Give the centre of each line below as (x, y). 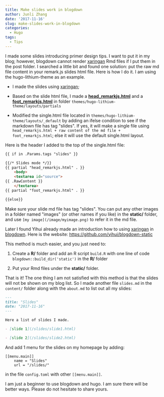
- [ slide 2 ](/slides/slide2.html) (41, 338)
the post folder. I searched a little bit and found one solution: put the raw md (82, 66)
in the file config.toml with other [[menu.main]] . (54, 374)
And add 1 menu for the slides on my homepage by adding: (65, 347)
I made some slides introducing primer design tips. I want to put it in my (78, 56)
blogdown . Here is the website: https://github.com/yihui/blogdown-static (79, 234)
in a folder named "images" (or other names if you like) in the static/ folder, (81, 214)
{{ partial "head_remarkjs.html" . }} (45, 168)
